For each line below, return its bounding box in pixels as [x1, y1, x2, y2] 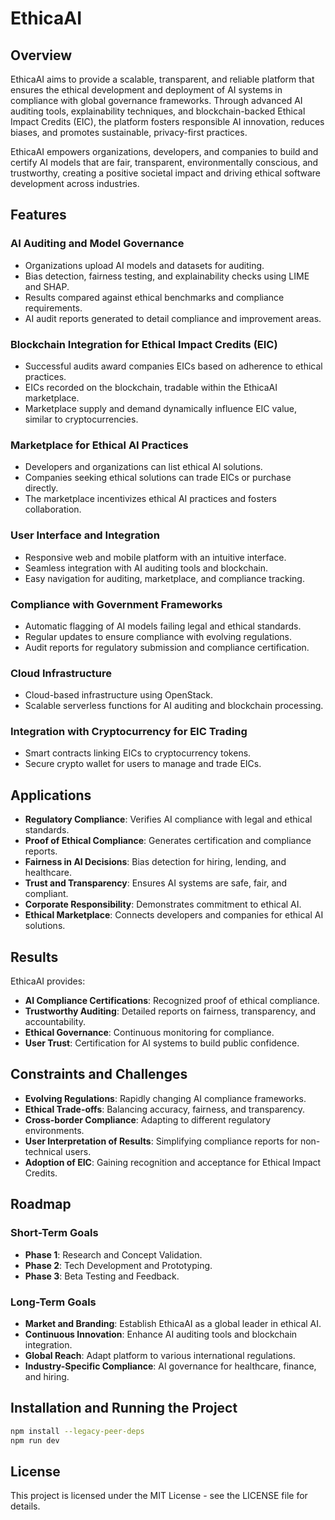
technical [24, 1145, 63, 1157]
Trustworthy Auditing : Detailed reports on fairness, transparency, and [24, 1005, 317, 1017]
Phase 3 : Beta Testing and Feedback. [24, 1270, 180, 1282]
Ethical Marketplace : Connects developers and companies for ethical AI [24, 909, 324, 921]
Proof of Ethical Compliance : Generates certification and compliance [24, 835, 312, 847]
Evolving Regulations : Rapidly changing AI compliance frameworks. [24, 1092, 307, 1104]
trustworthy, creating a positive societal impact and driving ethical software [10, 167, 321, 179]
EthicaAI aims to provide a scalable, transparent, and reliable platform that [10, 73, 315, 85]
